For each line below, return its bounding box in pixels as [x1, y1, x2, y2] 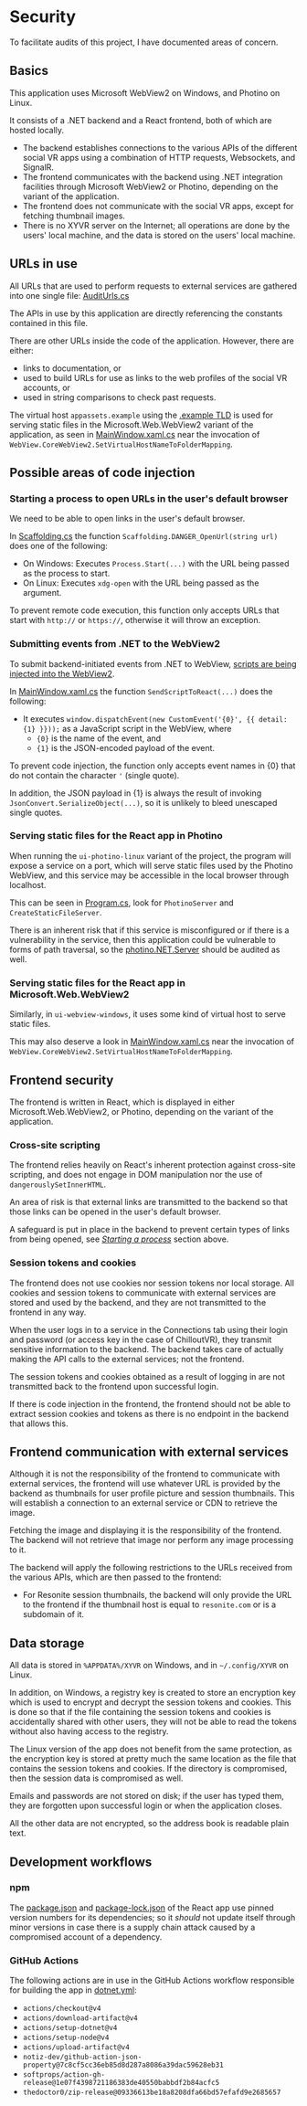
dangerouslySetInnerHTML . [9, 1179, 107, 1190]
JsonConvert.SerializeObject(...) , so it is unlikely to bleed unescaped [9, 797, 278, 808]
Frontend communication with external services [9, 1444, 290, 1459]
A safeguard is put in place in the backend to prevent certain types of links [9, 1224, 291, 1235]
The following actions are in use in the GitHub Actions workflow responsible [9, 1975, 295, 1986]
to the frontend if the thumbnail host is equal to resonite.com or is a [22, 1599, 277, 1610]
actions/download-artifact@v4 [22, 2014, 139, 2023]
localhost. [9, 879, 47, 890]
